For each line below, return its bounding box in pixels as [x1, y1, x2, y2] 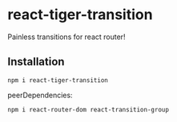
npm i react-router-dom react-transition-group [7, 105, 170, 113]
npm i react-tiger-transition [7, 76, 109, 85]
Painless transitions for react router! [7, 32, 126, 41]
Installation [7, 55, 65, 69]
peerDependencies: [7, 90, 73, 100]
